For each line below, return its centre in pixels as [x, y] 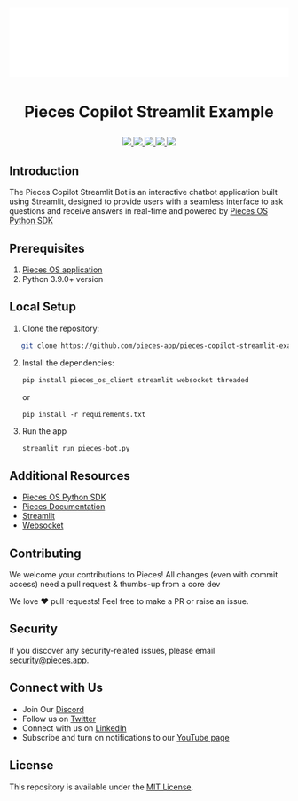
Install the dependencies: [68, 363]
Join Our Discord [53, 709]
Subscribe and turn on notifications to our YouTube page [125, 737]
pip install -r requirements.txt [84, 414]
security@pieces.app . [49, 660]
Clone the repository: [61, 328]
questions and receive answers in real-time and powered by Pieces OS [139, 211]
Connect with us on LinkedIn [74, 728]
